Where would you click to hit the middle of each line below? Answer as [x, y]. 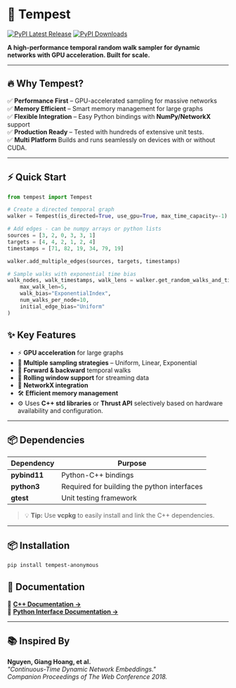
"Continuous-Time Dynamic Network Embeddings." [82, 669]
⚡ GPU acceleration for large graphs [71, 352]
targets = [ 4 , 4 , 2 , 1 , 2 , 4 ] [52, 242]
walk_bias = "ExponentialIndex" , [66, 294]
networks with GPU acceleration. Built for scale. [79, 55]
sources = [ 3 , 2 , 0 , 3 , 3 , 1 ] [52, 236]
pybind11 [27, 476]
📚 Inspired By [39, 641]
